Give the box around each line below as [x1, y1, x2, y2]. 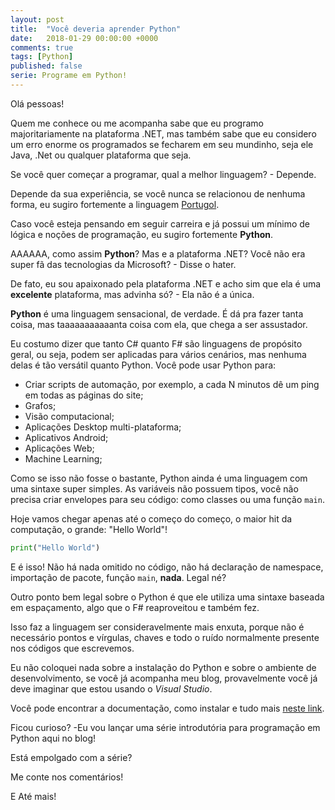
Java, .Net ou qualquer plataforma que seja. [10, 149, 192, 161]
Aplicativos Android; [24, 431, 109, 443]
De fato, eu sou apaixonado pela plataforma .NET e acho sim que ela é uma [10, 277, 322, 290]
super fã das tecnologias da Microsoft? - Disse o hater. [10, 258, 237, 270]
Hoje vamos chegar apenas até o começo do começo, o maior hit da [10, 512, 293, 525]
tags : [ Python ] [10, 52, 74, 62]
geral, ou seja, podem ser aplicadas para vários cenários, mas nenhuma [10, 348, 307, 360]
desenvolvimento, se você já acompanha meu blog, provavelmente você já [10, 672, 318, 684]
